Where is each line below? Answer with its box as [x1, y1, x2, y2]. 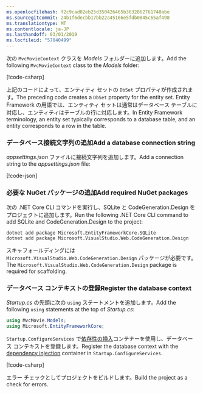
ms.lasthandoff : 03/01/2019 [6, 32, 78, 38]
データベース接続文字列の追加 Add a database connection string [6, 138, 196, 147]
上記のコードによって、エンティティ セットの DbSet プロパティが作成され [6, 86, 188, 93]
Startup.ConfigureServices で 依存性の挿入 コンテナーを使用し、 [6, 335, 167, 342]
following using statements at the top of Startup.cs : [6, 305, 135, 313]
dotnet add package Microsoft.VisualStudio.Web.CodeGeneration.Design [6, 235, 189, 241]
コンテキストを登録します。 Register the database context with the [13, 342, 179, 350]
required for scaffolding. [6, 267, 67, 275]
